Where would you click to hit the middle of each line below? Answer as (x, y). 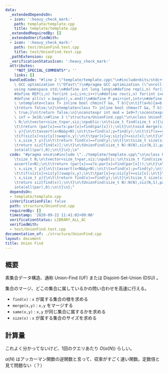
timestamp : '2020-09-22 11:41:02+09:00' (52, 215)
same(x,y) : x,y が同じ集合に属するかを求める (59, 312)
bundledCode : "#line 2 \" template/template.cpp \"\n (65, 80)
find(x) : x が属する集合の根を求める (50, 299)
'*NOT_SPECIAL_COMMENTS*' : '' (46, 71)
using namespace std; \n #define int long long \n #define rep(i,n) (82, 89)
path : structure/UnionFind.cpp (42, 206)
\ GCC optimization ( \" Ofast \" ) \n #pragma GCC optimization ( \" (81, 84)
